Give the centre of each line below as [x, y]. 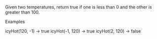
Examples [15, 22]
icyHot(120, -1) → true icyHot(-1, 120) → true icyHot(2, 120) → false [73, 31]
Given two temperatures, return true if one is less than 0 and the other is [78, 7]
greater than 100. [22, 12]
